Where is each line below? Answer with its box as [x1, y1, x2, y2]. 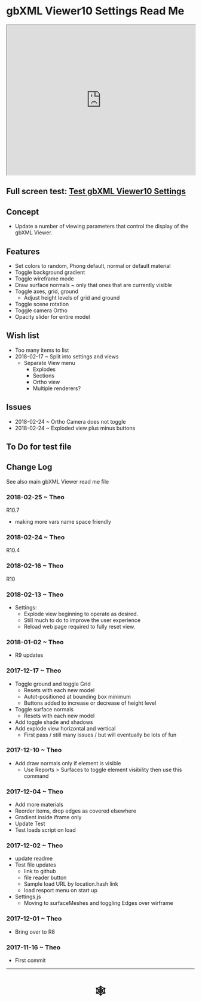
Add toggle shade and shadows [14, 718, 93, 726]
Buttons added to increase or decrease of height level [23, 699, 157, 707]
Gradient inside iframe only [14, 814, 82, 821]
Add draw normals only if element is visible [14, 759, 121, 766]
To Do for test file [6, 442, 72, 452]
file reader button [23, 874, 67, 882]
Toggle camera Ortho [14, 307, 68, 314]
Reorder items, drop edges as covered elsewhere [14, 807, 136, 814]
